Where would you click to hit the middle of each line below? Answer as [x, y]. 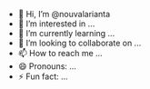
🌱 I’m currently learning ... [66, 33]
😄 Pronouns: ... [47, 66]
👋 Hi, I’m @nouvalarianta [64, 14]
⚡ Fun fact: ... [43, 76]
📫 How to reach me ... [60, 53]
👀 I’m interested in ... [56, 24]
